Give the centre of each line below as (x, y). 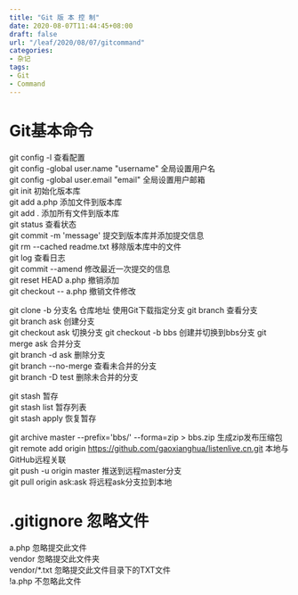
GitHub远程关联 (38, 459)
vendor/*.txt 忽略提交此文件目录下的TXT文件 (90, 570)
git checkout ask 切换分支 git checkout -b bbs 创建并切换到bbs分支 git (138, 332)
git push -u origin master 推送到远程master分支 (96, 470)
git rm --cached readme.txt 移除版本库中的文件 (96, 246)
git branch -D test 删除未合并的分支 (74, 376)
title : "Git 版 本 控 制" (55, 17)
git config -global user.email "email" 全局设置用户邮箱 (108, 179)
